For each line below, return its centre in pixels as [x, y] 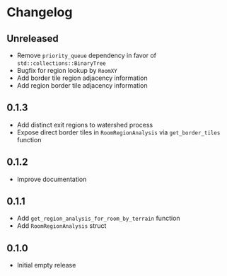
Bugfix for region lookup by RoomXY [67, 70]
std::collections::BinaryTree [62, 64]
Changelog [40, 12]
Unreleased [33, 39]
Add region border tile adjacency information [82, 85]
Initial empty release [46, 265]
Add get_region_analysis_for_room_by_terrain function [99, 218]
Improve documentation [52, 179]
